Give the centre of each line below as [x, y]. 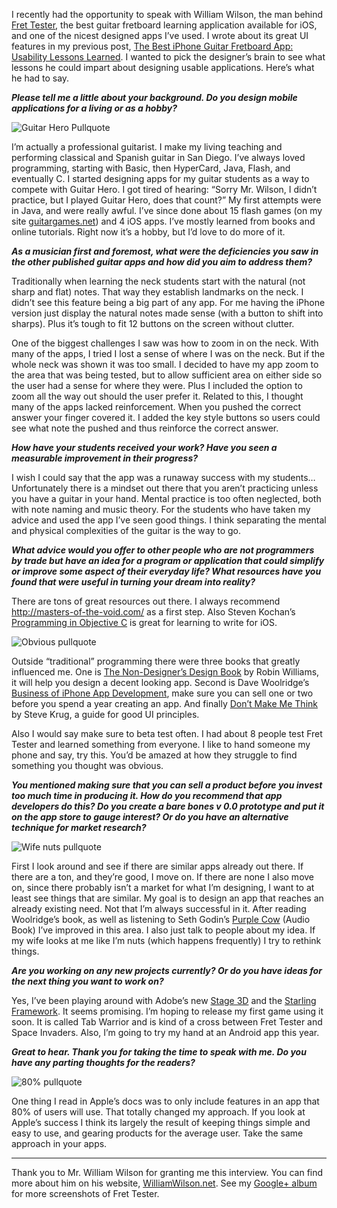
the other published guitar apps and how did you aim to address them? [162, 262]
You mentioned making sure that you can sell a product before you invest [167, 785]
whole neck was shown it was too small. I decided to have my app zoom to [165, 364]
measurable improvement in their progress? [105, 458]
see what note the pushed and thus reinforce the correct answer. [145, 428]
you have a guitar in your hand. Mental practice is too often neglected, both [166, 498]
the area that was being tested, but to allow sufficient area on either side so [167, 375]
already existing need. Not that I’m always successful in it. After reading [159, 908]
